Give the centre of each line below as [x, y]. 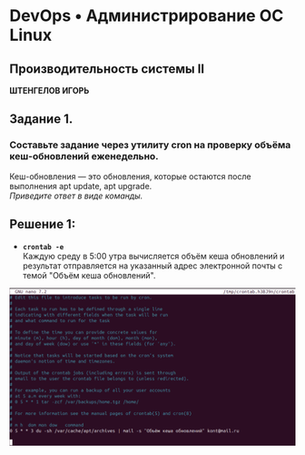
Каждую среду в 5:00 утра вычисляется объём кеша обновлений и [153, 256]
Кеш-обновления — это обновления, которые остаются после [130, 176]
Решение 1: [43, 224]
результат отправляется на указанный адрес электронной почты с [152, 266]
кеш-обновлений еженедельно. [84, 157]
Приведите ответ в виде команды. [76, 196]
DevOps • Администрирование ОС [147, 16]
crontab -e [43, 247]
